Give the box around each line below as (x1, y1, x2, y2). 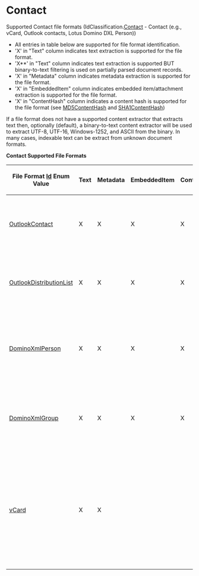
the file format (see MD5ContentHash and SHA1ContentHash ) (14, 104, 165, 111)
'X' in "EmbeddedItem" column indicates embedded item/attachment (14, 85, 184, 92)
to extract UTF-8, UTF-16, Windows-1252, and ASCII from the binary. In (6, 128, 181, 135)
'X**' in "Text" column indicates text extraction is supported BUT (14, 60, 175, 67)
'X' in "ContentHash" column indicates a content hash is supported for (14, 97, 187, 104)
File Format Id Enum (12, 172, 70, 180)
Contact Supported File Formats (6, 152, 87, 159)
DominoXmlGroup (9, 414, 59, 422)
